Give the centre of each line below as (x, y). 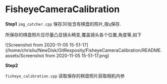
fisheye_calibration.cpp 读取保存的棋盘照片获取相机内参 (65, 76)
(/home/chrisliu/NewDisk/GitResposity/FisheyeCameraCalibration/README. (84, 50)
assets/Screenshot (25, 55)
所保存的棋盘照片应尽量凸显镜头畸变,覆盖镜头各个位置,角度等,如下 (74, 34)
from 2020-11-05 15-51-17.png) (77, 55)
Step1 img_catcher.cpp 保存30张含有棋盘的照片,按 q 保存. (63, 24)
